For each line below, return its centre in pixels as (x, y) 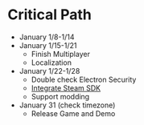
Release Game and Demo (73, 113)
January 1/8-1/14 (47, 37)
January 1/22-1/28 (49, 71)
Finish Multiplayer (60, 54)
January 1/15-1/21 (48, 45)
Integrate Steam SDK (66, 88)
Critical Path (49, 15)
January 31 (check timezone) (67, 105)
